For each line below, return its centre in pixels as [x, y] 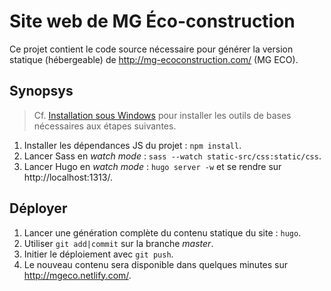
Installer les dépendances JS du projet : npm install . [132, 145]
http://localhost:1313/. [68, 177]
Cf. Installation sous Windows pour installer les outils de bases [162, 115]
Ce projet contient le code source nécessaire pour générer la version [151, 49]
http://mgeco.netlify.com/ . [77, 275]
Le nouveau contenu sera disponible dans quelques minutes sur [155, 264]
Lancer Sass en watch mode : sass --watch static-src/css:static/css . [172, 156]
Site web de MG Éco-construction [152, 21]
